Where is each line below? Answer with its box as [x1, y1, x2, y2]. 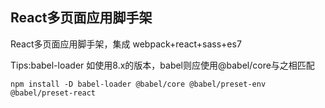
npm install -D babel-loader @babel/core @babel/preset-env [10, 79, 267, 89]
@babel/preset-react [10, 88, 97, 98]
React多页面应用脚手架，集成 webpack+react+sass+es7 [10, 38, 242, 50]
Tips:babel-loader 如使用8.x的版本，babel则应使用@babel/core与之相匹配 [10, 59, 315, 71]
